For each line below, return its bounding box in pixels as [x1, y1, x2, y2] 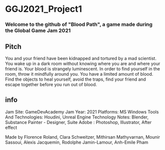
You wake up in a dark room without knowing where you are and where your [5, 60, 161, 66]
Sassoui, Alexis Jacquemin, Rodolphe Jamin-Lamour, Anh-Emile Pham [5, 139, 149, 145]
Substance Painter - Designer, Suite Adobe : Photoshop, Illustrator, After [5, 119, 152, 125]
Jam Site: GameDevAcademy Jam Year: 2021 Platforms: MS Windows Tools [5, 109, 159, 115]
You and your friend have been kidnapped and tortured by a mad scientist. [5, 55, 157, 61]
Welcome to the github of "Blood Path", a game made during [5, 21, 153, 28]
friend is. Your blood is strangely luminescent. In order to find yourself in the [5, 65, 161, 72]
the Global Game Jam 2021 [5, 27, 71, 34]
